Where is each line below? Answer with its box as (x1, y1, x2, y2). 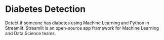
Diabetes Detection (5, 3, 85, 15)
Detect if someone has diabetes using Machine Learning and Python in (5, 20, 150, 26)
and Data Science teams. (5, 30, 56, 36)
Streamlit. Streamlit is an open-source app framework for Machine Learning (5, 25, 159, 31)
